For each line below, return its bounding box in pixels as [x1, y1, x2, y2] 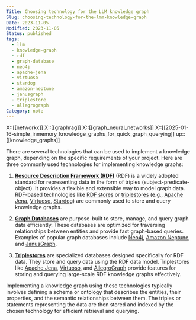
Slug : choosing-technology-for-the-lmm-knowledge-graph [6, 14, 147, 20]
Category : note [6, 108, 44, 114]
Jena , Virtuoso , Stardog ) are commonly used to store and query [14, 197, 171, 204]
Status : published [6, 31, 52, 37]
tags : [6, 36, 20, 42]
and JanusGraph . [14, 241, 57, 248]
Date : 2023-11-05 [6, 20, 49, 25]
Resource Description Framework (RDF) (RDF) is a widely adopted [14, 172, 179, 180]
